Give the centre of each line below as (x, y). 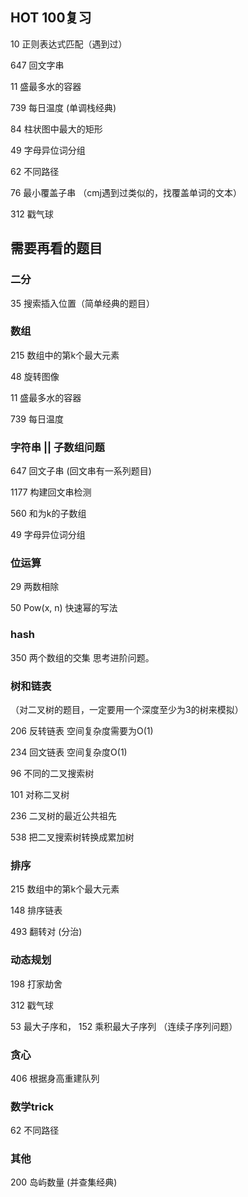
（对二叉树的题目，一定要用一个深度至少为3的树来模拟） (127, 709)
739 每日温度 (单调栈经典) (63, 107)
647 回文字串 (37, 65)
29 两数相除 (35, 587)
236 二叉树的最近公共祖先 (63, 815)
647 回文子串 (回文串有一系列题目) (81, 471)
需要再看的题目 (56, 248)
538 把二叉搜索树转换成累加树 (72, 837)
